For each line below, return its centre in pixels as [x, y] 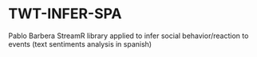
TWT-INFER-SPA [65, 14]
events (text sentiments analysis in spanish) [80, 44]
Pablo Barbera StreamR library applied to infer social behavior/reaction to [128, 36]
